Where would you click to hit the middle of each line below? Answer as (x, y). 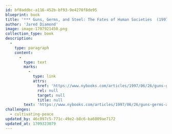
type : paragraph (32, 48)
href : (44, 86)
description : (19, 39)
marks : (31, 67)
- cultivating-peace (32, 114)
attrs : (40, 81)
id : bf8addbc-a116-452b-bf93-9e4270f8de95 (51, 10)
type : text (35, 62)
